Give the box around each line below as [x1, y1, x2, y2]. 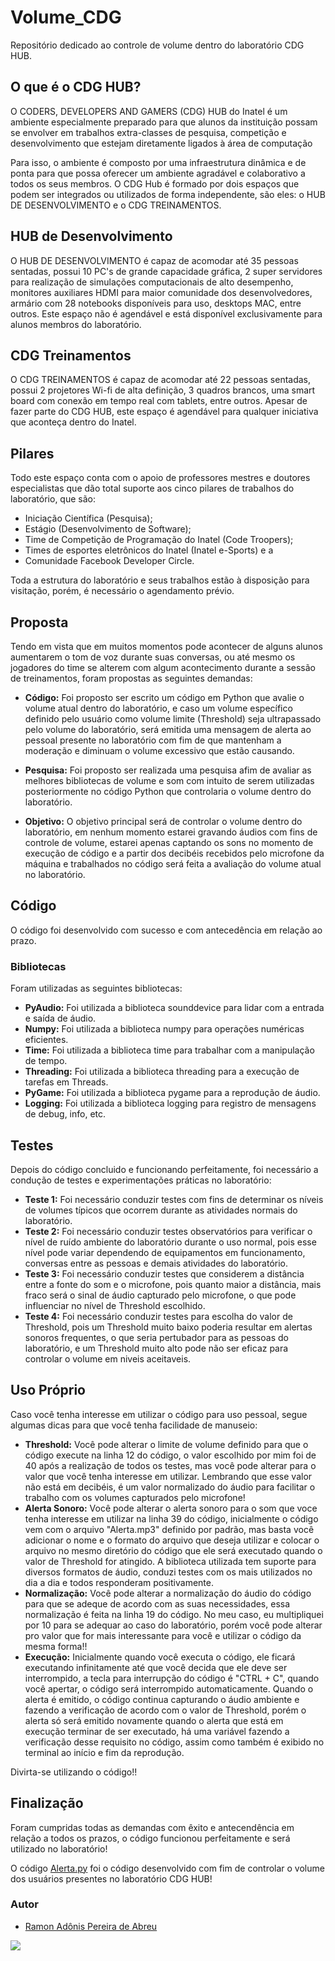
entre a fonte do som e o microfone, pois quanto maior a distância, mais [24, 1278, 322, 1290]
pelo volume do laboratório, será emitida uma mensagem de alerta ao [24, 724, 312, 735]
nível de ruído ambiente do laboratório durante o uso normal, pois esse [24, 1236, 317, 1248]
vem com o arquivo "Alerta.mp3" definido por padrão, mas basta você [24, 1523, 315, 1535]
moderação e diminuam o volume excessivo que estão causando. [24, 745, 295, 756]
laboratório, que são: [10, 493, 96, 505]
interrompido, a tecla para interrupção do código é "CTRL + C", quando [24, 1672, 320, 1684]
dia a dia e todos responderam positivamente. [24, 1576, 214, 1588]
